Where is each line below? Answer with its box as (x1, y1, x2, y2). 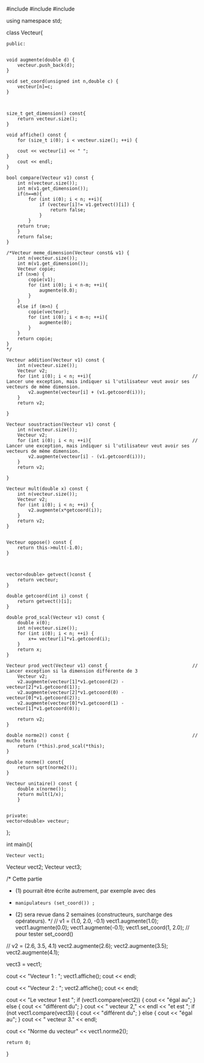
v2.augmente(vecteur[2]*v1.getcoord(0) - (17, 689, 124, 695)
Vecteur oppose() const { (6, 539, 72, 545)
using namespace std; (6, 17, 62, 24)
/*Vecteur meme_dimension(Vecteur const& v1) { (6, 250, 130, 256)
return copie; (17, 336, 53, 342)
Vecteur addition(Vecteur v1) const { (6, 357, 105, 363)
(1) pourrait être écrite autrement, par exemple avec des (15, 887, 156, 894)
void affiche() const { (6, 132, 67, 138)
